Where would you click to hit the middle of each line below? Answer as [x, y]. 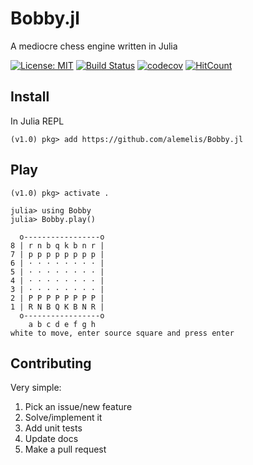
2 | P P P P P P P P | [57, 298]
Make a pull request [65, 449]
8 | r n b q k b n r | [57, 245]
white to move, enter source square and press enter [122, 333]
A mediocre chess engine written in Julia [94, 46]
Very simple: [36, 388]
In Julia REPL [37, 121]
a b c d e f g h [62, 324]
